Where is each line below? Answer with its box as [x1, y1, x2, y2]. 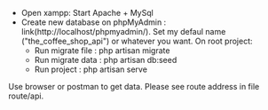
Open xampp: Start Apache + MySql [20, 8, 154, 18]
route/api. [8, 90, 44, 101]
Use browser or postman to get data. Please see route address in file [8, 82, 260, 91]
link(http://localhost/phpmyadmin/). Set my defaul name [20, 27, 226, 36]
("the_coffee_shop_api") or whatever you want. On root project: [20, 35, 254, 46]
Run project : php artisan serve [34, 64, 148, 75]
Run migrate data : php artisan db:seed [34, 55, 177, 65]
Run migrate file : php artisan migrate [34, 45, 170, 56]
